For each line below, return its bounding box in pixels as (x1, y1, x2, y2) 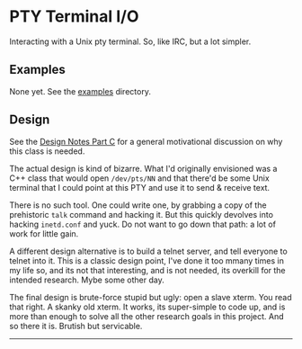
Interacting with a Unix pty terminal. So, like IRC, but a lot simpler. (9, 36, 252, 47)
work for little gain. (9, 228, 79, 239)
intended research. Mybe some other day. (9, 274, 164, 285)
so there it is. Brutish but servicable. (9, 320, 143, 331)
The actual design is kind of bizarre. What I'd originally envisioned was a (9, 163, 278, 174)
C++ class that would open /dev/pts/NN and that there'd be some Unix (9, 173, 270, 183)
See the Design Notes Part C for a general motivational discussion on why (9, 136, 283, 147)
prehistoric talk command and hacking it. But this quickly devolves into (9, 209, 274, 219)
